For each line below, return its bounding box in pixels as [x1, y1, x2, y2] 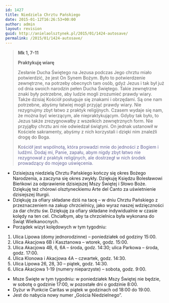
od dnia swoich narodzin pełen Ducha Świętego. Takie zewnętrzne [17, 85, 157, 91]
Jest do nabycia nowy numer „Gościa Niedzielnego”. [12, 292, 122, 298]
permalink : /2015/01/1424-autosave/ [5, 36, 83, 41]
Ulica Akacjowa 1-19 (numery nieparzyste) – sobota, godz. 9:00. [12, 266, 147, 272]
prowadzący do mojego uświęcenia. [17, 160, 93, 166]
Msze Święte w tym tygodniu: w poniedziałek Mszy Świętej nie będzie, [12, 276, 161, 282]
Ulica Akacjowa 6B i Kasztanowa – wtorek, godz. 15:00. [12, 239, 128, 245]
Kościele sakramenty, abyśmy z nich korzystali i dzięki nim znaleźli [17, 128, 157, 134]
